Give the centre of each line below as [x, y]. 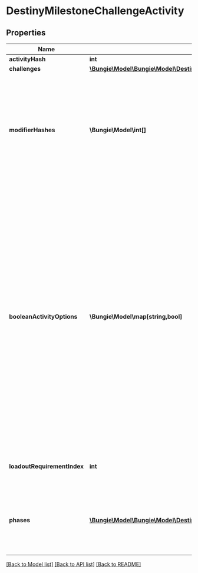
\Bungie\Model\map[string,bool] [136, 317]
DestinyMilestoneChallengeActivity [95, 11]
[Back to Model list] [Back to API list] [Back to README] [74, 564]
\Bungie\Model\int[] [118, 130]
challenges [25, 69]
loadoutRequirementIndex [47, 466]
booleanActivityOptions [43, 317]
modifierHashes [32, 130]
